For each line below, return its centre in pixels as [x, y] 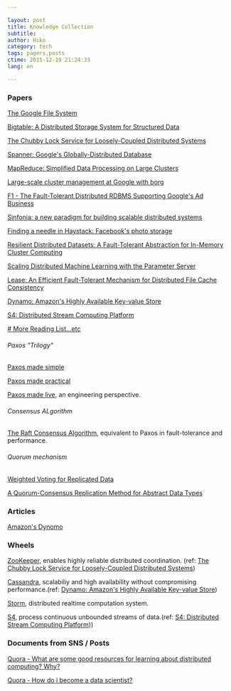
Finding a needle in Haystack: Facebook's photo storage [90, 231]
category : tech [30, 47]
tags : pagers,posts [36, 53]
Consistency [26, 288]
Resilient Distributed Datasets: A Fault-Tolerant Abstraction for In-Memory [116, 245]
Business [21, 204]
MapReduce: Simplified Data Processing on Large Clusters [93, 169]
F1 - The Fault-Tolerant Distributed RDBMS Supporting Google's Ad [106, 196]
